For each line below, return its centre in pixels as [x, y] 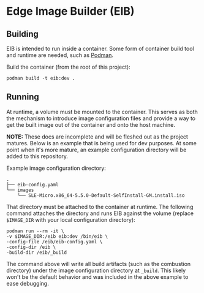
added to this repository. [37, 156]
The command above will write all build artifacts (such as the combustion [99, 264]
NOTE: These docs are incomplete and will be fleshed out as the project [97, 137]
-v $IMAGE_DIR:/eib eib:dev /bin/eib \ [57, 236]
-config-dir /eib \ [31, 247]
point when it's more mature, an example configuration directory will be [96, 150]
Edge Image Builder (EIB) [70, 11]
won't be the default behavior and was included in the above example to [97, 276]
